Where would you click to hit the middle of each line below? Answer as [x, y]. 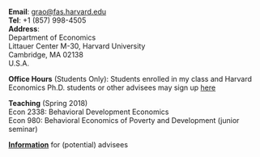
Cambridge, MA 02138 [46, 55]
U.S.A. [19, 63]
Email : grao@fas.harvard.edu [58, 12]
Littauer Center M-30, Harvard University [77, 46]
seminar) [23, 129]
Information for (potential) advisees [68, 144]
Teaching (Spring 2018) [48, 103]
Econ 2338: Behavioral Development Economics [89, 112]
